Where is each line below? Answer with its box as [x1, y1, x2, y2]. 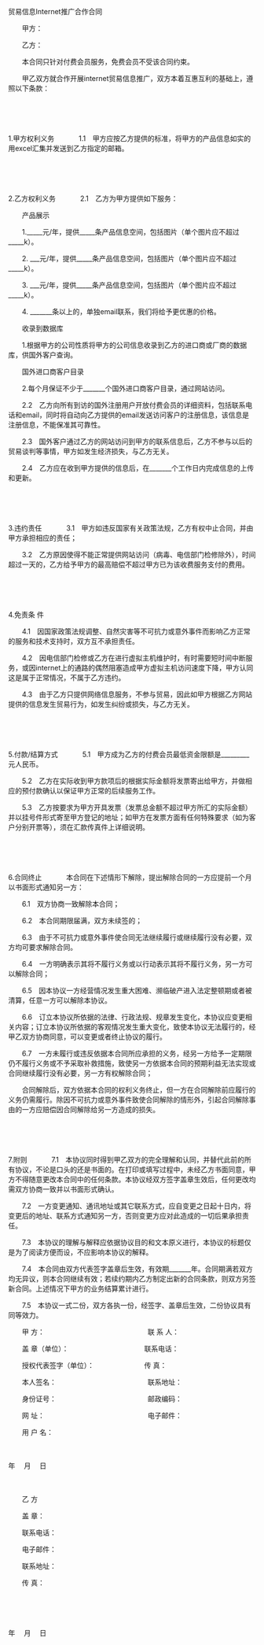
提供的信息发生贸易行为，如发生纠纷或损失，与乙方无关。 [8, 700, 194, 708]
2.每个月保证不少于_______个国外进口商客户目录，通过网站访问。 [21, 384, 229, 393]
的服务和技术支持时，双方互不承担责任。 [8, 637, 139, 645]
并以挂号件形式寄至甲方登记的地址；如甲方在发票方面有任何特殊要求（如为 [8, 813, 249, 822]
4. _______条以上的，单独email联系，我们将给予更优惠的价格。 [21, 307, 222, 316]
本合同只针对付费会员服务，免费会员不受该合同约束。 [21, 57, 194, 66]
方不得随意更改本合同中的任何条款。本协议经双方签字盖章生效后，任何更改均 [8, 1175, 256, 1184]
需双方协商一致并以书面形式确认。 [8, 1185, 119, 1194]
